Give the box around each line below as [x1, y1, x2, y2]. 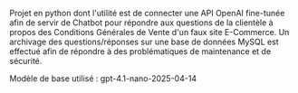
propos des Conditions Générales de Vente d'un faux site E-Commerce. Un [9, 27, 290, 37]
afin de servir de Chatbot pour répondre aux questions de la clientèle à [9, 17, 274, 28]
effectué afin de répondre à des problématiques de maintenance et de [9, 46, 272, 57]
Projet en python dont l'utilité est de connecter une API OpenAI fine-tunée [9, 8, 285, 18]
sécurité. [9, 56, 43, 66]
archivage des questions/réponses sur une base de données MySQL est [9, 36, 279, 47]
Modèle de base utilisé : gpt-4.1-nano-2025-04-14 [9, 73, 197, 84]
